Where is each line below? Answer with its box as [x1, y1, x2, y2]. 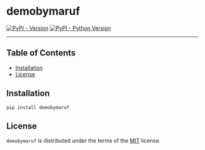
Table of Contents [6, 48, 76, 59]
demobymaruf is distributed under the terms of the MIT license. [6, 137, 160, 145]
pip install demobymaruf [6, 104, 70, 110]
